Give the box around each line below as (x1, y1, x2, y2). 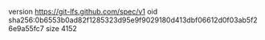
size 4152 (45, 24, 78, 33)
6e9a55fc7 (8, 24, 44, 33)
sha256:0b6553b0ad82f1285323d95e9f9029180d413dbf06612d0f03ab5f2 (8, 15, 259, 25)
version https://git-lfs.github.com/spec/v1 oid (8, 7, 158, 16)
